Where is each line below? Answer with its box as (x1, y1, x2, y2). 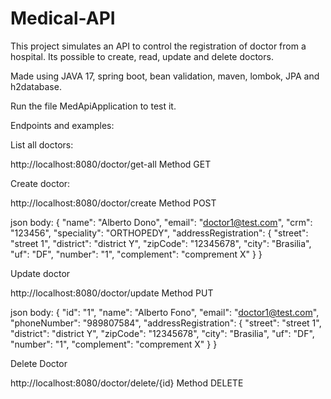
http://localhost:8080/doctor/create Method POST (10, 197, 217, 209)
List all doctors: (10, 138, 74, 151)
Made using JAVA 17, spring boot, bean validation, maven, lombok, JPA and (10, 70, 320, 82)
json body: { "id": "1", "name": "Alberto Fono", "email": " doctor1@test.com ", (10, 306, 320, 318)
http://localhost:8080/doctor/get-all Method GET (10, 158, 212, 170)
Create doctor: (10, 177, 71, 189)
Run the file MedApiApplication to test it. (10, 100, 177, 112)
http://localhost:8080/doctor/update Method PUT (10, 287, 214, 299)
